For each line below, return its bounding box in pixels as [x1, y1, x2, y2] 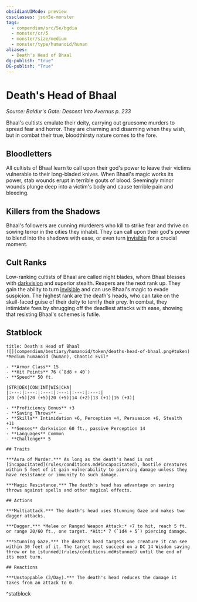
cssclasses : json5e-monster [6, 14, 75, 20]
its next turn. [6, 554, 43, 560]
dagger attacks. [6, 513, 46, 519]
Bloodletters [6, 149, 52, 159]
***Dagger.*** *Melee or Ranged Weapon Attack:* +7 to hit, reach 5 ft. [6, 523, 188, 529]
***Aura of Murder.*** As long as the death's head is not [6, 456, 154, 462]
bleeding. [6, 189, 29, 197]
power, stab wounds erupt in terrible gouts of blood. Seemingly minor [6, 177, 174, 184]
